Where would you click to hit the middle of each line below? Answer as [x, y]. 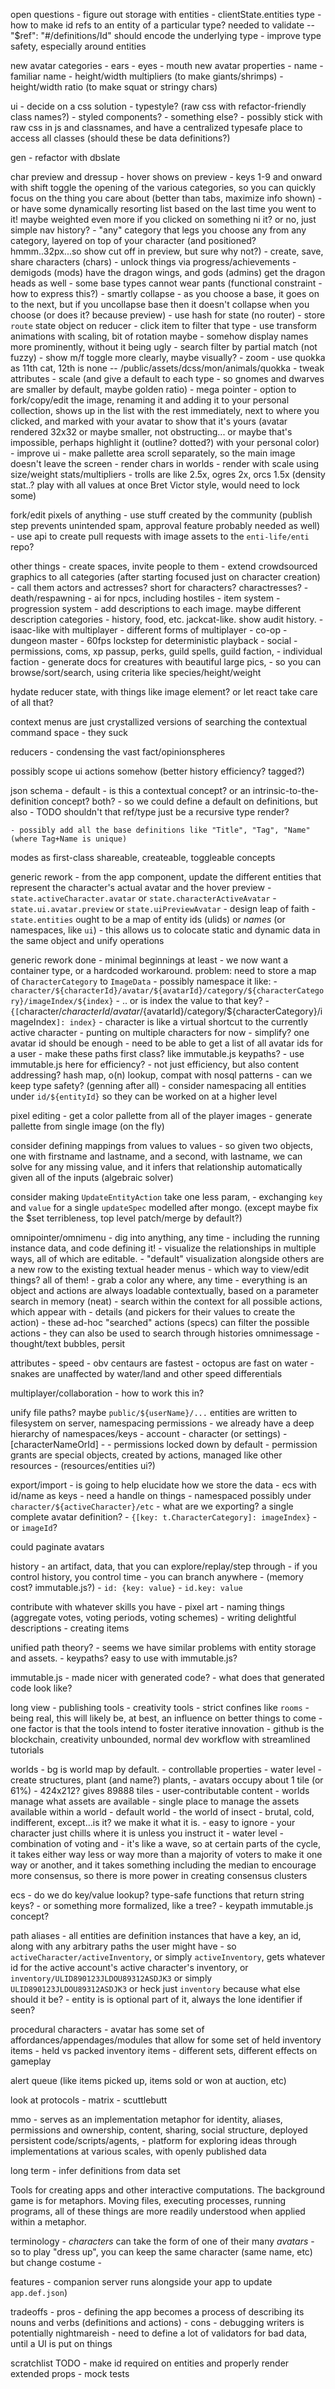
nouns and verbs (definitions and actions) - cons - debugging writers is [157, 2322]
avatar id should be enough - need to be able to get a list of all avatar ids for [166, 1043]
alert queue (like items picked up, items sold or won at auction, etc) [148, 2080]
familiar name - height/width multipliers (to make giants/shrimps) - [147, 76]
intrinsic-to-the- [286, 790]
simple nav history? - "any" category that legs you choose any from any [158, 230]
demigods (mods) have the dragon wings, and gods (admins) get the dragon [168, 272]
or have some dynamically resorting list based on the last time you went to [163, 208]
